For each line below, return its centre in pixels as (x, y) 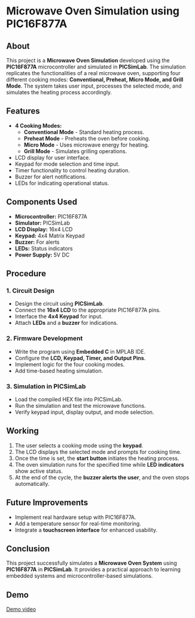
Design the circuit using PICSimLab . (60, 304)
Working (22, 431)
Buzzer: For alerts (37, 242)
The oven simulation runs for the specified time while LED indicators (99, 464)
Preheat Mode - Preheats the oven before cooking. (87, 138)
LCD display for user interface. (53, 157)
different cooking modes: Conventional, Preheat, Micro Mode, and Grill (95, 80)
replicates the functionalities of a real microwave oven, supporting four (93, 73)
